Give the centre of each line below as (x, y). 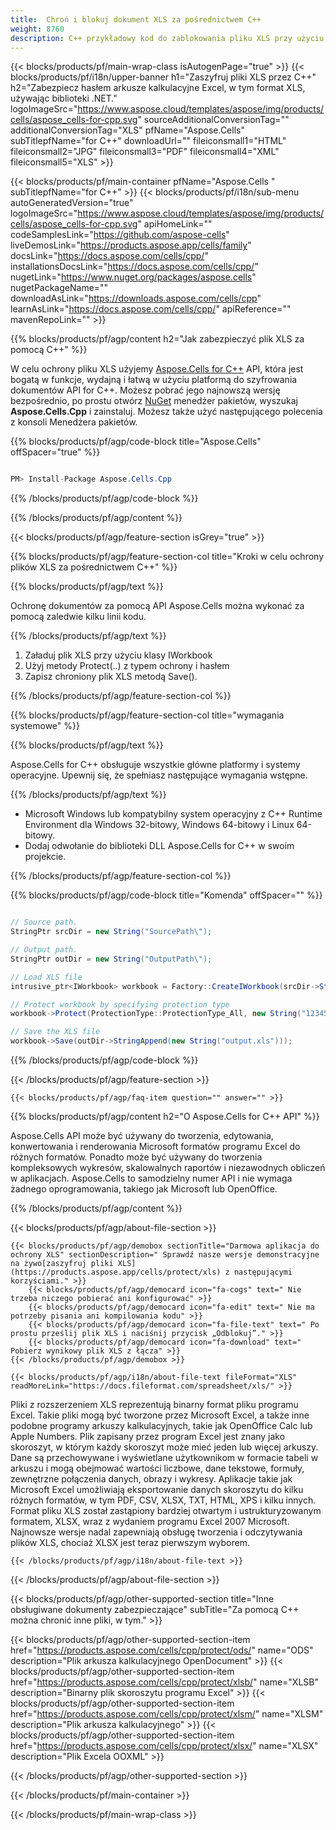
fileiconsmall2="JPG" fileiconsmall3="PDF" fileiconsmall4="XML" (145, 152)
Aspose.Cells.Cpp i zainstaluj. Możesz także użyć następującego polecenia (166, 412)
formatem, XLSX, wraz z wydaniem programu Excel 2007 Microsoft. (150, 1521)
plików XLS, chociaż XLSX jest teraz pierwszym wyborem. (130, 1542)
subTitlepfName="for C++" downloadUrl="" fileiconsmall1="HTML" (148, 141)
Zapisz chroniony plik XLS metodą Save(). (111, 677)
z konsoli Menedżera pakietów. (74, 422)
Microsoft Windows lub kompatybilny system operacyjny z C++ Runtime (173, 814)
